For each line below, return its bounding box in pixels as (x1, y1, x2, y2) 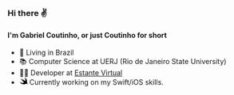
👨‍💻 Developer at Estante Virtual (18, 68, 123, 78)
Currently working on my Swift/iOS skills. (29, 78, 165, 87)
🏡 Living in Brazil (18, 47, 74, 58)
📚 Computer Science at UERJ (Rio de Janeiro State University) (18, 57, 227, 66)
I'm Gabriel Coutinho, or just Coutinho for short (7, 30, 167, 40)
